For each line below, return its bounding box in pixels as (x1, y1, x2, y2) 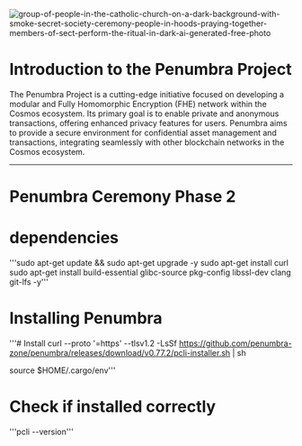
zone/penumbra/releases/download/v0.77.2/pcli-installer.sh (9, 348, 231, 358)
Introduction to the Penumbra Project (9, 59, 292, 80)
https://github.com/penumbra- (178, 338, 292, 349)
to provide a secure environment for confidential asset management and (9, 127, 277, 138)
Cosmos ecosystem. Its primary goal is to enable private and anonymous (9, 108, 280, 119)
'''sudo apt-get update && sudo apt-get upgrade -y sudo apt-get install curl (9, 258, 289, 269)
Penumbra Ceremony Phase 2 (9, 187, 236, 207)
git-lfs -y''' (9, 277, 49, 287)
